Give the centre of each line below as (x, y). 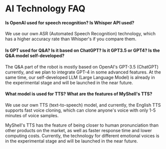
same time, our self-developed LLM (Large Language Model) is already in (80, 77)
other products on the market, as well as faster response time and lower (79, 130)
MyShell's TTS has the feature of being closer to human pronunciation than (82, 125)
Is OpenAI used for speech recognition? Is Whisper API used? (70, 22)
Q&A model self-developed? (35, 56)
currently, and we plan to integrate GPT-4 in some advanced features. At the (83, 72)
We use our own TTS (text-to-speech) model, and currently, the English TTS (83, 105)
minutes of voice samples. (32, 115)
